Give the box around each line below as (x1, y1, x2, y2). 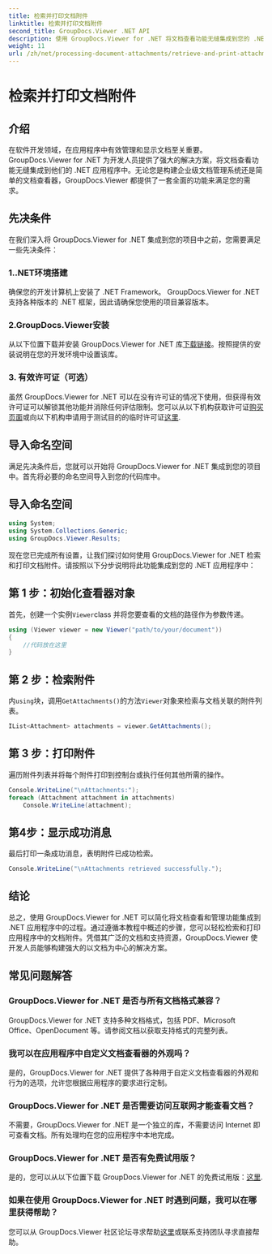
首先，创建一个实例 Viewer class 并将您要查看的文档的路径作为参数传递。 (8, 610, 249, 619)
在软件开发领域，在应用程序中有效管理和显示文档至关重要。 (8, 145, 207, 154)
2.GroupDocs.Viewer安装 (8, 320, 110, 331)
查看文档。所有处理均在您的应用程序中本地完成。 (15, 1130, 179, 1140)
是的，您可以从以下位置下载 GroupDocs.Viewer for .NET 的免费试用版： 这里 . (8, 1172, 263, 1182)
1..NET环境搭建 (8, 267, 68, 278)
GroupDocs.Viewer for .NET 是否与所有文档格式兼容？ (8, 995, 223, 1006)
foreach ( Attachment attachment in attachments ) (8, 793, 176, 802)
